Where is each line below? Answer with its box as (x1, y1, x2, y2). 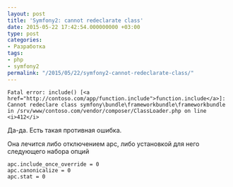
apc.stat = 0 (7, 173, 46, 180)
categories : (7, 37, 42, 44)
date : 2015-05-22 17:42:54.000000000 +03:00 (7, 23, 141, 30)
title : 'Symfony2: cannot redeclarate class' (7, 17, 143, 24)
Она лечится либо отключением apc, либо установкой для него (7, 139, 200, 148)
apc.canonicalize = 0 (7, 167, 71, 174)
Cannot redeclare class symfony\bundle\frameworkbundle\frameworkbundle (7, 101, 226, 108)
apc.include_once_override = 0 (7, 160, 100, 168)
